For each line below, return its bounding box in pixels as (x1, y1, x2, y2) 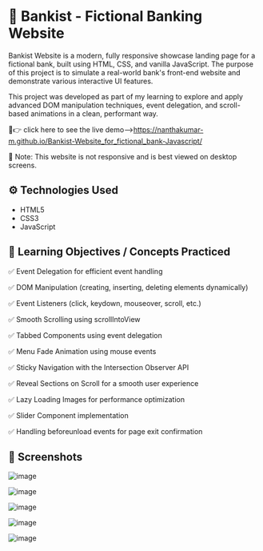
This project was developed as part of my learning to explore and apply (8, 91, 244, 101)
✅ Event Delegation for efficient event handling (8, 266, 163, 275)
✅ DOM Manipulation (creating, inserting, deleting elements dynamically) (8, 282, 249, 292)
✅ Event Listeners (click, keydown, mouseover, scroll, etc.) (8, 298, 201, 308)
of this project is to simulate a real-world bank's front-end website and (8, 67, 241, 77)
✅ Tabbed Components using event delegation (8, 330, 162, 340)
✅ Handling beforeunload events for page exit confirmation (8, 426, 203, 436)
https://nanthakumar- (133, 124, 204, 135)
